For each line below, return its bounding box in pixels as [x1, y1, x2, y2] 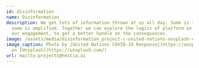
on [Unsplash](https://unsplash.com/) [11, 47, 108, 53]
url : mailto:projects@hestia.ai [6, 53, 86, 59]
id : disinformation [6, 8, 54, 15]
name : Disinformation [6, 14, 60, 20]
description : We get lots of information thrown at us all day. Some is [6, 20, 190, 25]
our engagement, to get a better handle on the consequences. [11, 31, 168, 37]
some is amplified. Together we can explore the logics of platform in [11, 25, 192, 31]
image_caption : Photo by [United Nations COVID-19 [6, 42, 134, 48]
